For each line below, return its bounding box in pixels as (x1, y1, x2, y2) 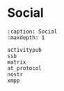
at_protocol (7, 64, 42, 71)
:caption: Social (7, 28, 58, 35)
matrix (7, 58, 26, 66)
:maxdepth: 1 (7, 34, 45, 41)
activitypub (7, 46, 42, 53)
